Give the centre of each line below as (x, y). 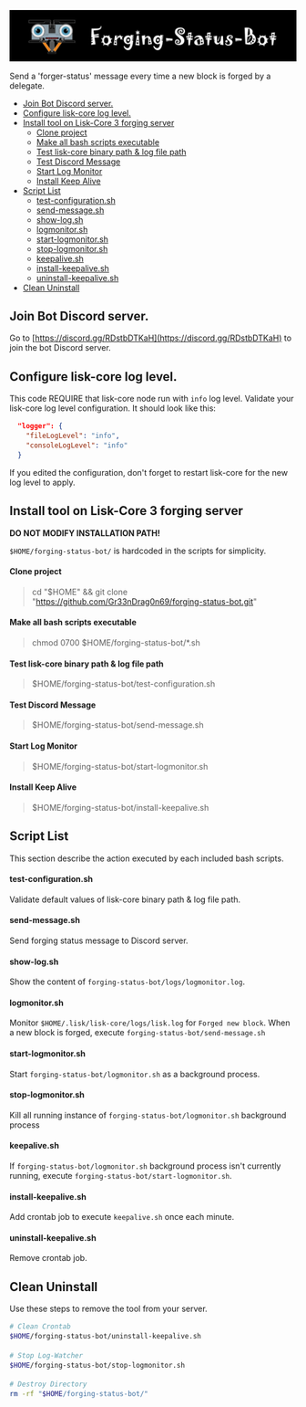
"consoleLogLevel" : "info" (77, 445)
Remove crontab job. (49, 1258)
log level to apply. (42, 482)
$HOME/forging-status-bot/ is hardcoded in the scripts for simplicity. (138, 551)
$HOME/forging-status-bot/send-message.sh (118, 725)
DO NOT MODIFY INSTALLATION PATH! (85, 533)
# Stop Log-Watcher (46, 1355)
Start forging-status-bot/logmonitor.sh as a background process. (135, 1074)
